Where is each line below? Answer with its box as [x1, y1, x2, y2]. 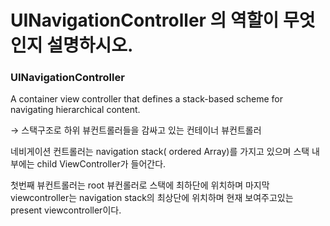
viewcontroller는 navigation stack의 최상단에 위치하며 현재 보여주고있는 [10, 192, 294, 204]
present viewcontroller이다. [10, 204, 122, 216]
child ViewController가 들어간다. [36, 158, 167, 170]
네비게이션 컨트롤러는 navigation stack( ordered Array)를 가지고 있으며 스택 [10, 146, 310, 158]
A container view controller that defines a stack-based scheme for [10, 93, 283, 105]
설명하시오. [46, 34, 134, 57]
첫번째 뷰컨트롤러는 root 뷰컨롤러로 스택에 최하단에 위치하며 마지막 [10, 179, 270, 191]
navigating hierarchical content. [10, 104, 141, 116]
